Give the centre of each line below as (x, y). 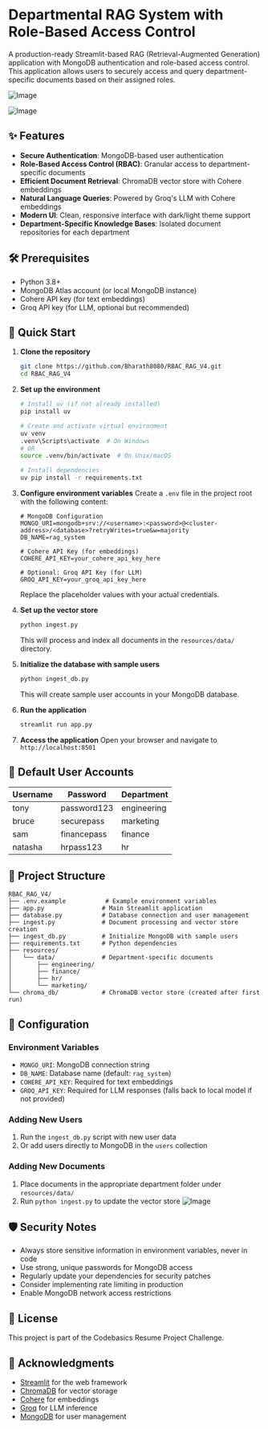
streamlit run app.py (56, 724)
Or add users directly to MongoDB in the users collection (114, 1146)
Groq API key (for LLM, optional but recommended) (105, 307)
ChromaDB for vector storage (69, 1390)
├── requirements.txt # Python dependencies (93, 944)
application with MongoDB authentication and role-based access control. (129, 63)
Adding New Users (45, 1119)
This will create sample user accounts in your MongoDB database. (129, 694)
